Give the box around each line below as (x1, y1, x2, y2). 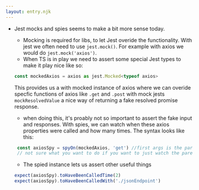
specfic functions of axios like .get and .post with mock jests (14, 90, 165, 97)
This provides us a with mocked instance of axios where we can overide (14, 84, 191, 91)
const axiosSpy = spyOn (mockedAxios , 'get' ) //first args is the (17, 145, 182, 151)
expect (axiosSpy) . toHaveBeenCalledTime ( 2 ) (14, 173, 121, 179)
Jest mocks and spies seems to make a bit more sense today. (14, 25, 165, 32)
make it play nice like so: (23, 62, 84, 69)
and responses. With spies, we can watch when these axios (23, 121, 170, 128)
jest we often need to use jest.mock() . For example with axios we (23, 43, 184, 50)
